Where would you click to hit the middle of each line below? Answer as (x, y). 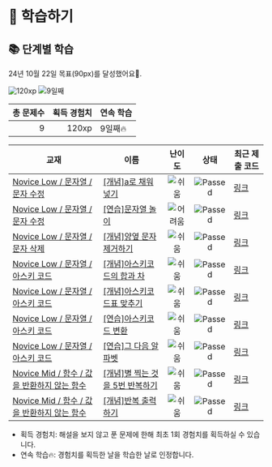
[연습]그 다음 (126, 346)
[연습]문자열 (125, 209)
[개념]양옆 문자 (130, 236)
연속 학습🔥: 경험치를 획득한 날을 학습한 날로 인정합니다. (107, 454)
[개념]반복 (121, 401)
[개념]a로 (120, 182)
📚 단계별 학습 (41, 49)
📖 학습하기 (41, 17)
